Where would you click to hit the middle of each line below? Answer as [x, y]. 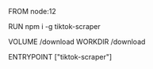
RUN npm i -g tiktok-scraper [54, 26]
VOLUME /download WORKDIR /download [77, 42]
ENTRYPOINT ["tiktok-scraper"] [60, 57]
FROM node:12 [33, 11]
